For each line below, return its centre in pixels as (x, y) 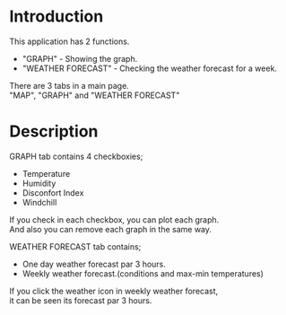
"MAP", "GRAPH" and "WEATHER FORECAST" (95, 95)
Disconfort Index (53, 192)
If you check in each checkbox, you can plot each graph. (114, 219)
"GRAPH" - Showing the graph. (80, 58)
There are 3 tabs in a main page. (69, 85)
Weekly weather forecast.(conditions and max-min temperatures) (143, 273)
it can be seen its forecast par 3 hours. (81, 300)
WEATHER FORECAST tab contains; (75, 246)
